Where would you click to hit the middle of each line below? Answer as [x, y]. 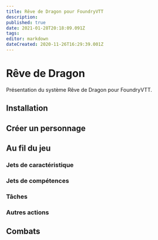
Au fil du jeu [28, 148]
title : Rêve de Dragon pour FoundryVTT [55, 11]
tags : [13, 34]
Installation [27, 109]
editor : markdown [27, 39]
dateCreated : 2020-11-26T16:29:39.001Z [55, 45]
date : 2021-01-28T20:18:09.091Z [46, 28]
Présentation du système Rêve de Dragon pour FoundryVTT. [79, 89]
